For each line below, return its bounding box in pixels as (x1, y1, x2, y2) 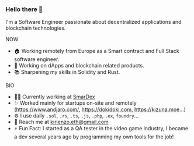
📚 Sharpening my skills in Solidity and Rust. (13, 69, 120, 76)
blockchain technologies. (5, 24, 66, 31)
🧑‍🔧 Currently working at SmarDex (13, 93, 95, 101)
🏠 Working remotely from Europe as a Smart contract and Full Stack (13, 48, 179, 55)
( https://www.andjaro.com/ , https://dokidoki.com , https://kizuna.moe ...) (13, 106, 186, 113)
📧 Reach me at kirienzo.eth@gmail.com (13, 119, 109, 126)
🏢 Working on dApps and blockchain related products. (13, 62, 144, 69)
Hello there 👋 (5, 5, 43, 13)
